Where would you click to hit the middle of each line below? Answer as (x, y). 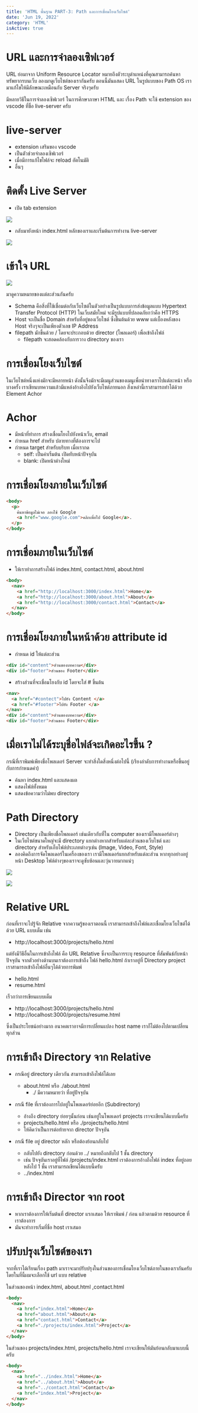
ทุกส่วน (13, 1033)
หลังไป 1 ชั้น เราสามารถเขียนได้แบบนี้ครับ (63, 1166)
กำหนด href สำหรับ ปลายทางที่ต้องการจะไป (57, 440)
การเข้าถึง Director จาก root (66, 1197)
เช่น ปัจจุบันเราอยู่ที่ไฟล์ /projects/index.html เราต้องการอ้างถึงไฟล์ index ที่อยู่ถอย (108, 1159)
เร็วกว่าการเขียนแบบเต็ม (29, 997)
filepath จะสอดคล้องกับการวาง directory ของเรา (74, 339)
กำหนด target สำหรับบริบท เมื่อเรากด (52, 447)
